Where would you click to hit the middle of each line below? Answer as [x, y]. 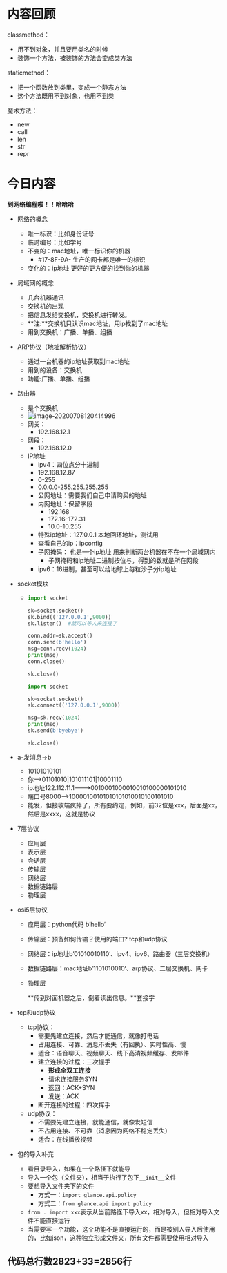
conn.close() [46, 661]
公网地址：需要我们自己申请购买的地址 [92, 495]
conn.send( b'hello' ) [57, 642]
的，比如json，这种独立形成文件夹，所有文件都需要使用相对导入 [118, 1238]
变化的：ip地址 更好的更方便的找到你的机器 [88, 268]
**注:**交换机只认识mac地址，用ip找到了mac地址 [97, 323]
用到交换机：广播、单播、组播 [70, 332]
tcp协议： [41, 1027]
